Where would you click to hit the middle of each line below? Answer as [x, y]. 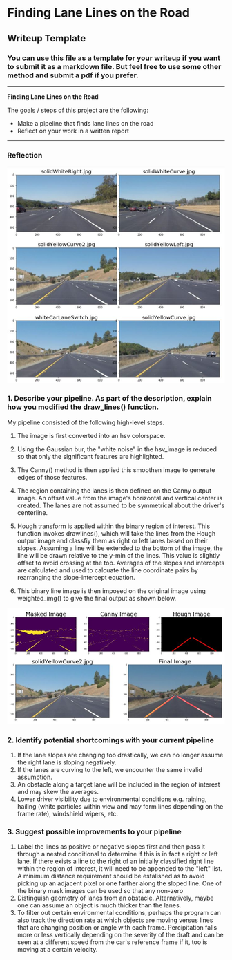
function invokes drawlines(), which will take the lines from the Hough [116, 533]
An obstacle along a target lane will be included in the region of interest [118, 784]
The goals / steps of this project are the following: [78, 110]
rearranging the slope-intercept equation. [76, 577]
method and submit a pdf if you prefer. [73, 75]
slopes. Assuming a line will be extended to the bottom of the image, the [120, 548]
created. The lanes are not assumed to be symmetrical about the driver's [121, 505]
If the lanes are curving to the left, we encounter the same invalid [109, 769]
